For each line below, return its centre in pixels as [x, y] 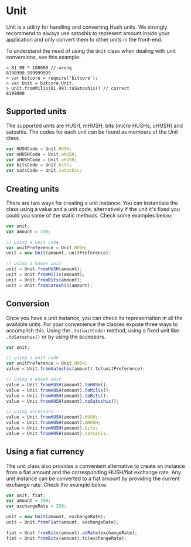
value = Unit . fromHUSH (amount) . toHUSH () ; [57, 385]
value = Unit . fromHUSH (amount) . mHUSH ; [53, 423]
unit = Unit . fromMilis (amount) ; [45, 275]
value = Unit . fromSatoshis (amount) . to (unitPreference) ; [76, 369]
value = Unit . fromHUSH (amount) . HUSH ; [52, 417]
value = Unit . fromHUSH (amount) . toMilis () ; [59, 390]
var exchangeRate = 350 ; [36, 506]
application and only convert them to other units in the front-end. [84, 39]
